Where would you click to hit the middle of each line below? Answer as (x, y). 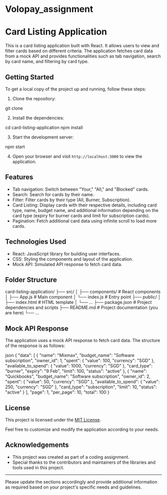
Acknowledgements (37, 445)
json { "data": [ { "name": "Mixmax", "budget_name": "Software (70, 355)
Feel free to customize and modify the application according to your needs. (82, 429)
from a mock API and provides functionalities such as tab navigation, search (83, 56)
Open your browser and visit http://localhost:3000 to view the (77, 156)
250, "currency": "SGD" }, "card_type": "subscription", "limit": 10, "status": (81, 387)
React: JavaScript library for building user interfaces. (66, 254)
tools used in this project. (38, 467)
